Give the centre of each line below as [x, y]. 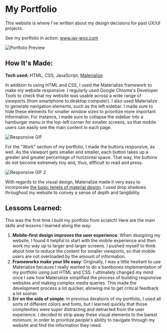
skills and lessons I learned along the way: [48, 225]
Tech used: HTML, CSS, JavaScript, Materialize [54, 75]
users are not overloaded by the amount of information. [69, 256]
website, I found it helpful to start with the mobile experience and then [84, 240]
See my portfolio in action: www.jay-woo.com [52, 38]
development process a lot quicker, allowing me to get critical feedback [85, 288]
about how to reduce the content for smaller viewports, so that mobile [84, 251]
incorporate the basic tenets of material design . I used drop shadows [76, 187]
